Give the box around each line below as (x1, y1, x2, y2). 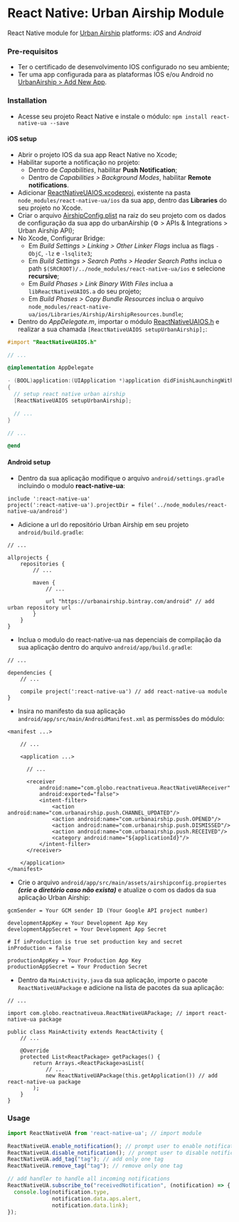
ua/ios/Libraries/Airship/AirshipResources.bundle (28, 310, 182, 318)
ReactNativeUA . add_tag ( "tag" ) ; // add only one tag (7, 1156, 164, 1163)
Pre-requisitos (7, 46, 58, 56)
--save (49, 119, 70, 126)
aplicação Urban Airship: (17, 893, 91, 902)
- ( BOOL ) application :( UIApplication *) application (7, 377, 161, 385)
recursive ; (28, 271, 60, 280)
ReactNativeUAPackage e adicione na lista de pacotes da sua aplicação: (17, 983, 224, 991)
